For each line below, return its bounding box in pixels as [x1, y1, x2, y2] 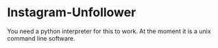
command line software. [7, 34, 75, 42]
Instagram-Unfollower [7, 5, 136, 20]
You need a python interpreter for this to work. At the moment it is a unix [7, 27, 211, 35]
